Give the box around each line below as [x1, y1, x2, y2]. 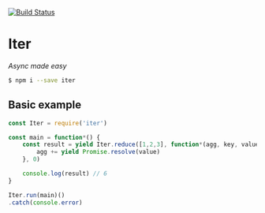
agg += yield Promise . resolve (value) [36, 148, 160, 156]
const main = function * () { [8, 133, 101, 141]
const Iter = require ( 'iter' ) [8, 119, 108, 127]
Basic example [8, 99, 81, 112]
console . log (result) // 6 [22, 170, 108, 177]
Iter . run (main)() [8, 191, 65, 199]
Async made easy [8, 61, 67, 70]
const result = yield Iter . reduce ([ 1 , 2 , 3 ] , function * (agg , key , [22, 140, 238, 149]
